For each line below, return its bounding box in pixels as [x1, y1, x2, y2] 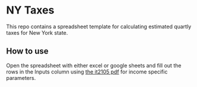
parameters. [6, 74, 36, 81]
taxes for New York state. [6, 29, 68, 36]
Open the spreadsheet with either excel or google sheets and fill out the [6, 62, 182, 69]
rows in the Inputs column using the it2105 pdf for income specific [6, 68, 168, 75]
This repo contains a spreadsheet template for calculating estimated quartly [6, 23, 192, 30]
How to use [6, 46, 49, 56]
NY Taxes [6, 4, 55, 17]
